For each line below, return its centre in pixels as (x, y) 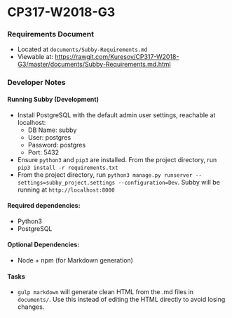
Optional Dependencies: (43, 245)
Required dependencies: (44, 206)
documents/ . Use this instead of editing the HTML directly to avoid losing (121, 300)
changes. (31, 307)
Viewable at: (35, 57)
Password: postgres (57, 145)
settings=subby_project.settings (66, 183)
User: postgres (49, 137)
